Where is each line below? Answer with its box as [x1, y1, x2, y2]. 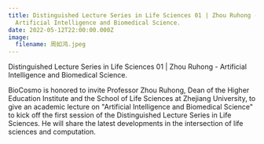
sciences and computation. [8, 127, 97, 137]
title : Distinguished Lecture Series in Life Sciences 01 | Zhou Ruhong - [8, 11, 258, 20]
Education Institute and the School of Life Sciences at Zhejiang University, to [8, 94, 256, 103]
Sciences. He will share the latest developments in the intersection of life [8, 119, 244, 128]
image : [8, 33, 30, 41]
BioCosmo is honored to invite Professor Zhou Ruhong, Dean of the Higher [8, 85, 250, 95]
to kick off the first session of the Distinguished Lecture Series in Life [8, 110, 232, 120]
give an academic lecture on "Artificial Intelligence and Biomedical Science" [8, 103, 254, 112]
